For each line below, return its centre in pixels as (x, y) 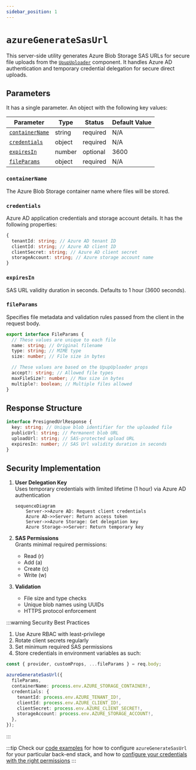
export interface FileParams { (45, 334)
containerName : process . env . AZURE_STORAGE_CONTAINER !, (81, 686)
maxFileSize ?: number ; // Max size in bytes (68, 378)
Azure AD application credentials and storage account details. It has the (94, 218)
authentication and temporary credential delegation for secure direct (91, 68)
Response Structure (44, 408)
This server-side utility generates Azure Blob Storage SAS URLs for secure (98, 56)
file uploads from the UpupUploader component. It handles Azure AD (89, 62)
